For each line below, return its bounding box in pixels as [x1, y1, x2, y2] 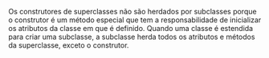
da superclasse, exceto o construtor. [8, 41, 129, 50]
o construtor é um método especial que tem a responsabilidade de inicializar [8, 15, 262, 25]
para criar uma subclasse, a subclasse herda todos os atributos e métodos [8, 32, 255, 41]
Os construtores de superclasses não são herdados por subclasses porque [8, 7, 257, 16]
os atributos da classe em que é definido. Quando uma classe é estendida [8, 24, 254, 33]
